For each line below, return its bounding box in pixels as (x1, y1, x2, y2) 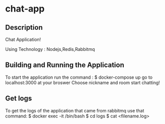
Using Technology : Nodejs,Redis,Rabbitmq (5, 46, 95, 52)
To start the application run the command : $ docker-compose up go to (5, 74, 152, 80)
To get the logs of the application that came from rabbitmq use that (5, 107, 144, 113)
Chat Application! (5, 36, 41, 42)
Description (5, 23, 43, 32)
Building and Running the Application (5, 61, 125, 70)
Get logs (5, 94, 32, 103)
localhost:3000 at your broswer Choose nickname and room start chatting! (5, 79, 160, 86)
